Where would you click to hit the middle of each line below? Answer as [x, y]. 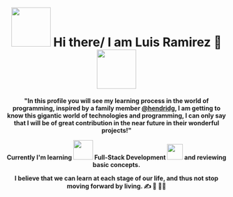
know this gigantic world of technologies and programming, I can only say [116, 116]
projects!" [116, 130]
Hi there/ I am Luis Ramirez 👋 [138, 42]
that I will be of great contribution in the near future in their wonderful [116, 123]
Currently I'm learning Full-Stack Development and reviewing [116, 157]
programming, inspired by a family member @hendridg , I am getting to [116, 108]
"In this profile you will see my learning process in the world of [116, 100]
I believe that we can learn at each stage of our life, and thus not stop [116, 178]
